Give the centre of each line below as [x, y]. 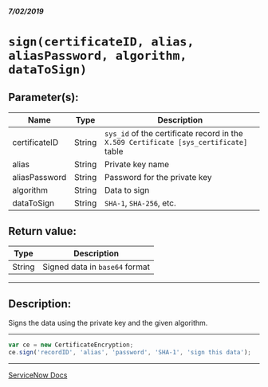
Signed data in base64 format [96, 267]
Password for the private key [158, 177]
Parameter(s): [43, 98]
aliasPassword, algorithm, [98, 55]
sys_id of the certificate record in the [174, 133]
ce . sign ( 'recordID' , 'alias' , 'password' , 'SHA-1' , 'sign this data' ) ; [130, 353]
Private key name [137, 164]
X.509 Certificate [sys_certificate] [176, 142]
